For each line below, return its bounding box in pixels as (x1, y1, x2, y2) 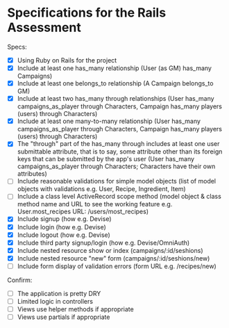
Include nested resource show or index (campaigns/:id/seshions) (17, 246, 203, 254)
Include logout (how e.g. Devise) (17, 231, 111, 239)
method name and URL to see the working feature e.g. (17, 200, 173, 208)
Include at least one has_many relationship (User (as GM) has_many (17, 64, 212, 72)
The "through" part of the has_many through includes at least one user (17, 140, 220, 148)
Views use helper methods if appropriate (17, 305, 134, 313)
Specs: (7, 42, 28, 51)
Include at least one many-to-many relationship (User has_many (17, 117, 201, 126)
